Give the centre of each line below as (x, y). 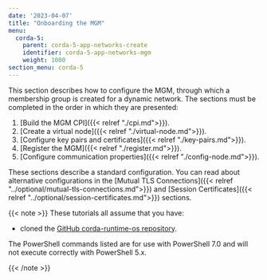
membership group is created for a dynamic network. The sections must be (132, 99)
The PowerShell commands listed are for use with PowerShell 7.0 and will (128, 243)
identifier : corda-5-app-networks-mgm (87, 53)
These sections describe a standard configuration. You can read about (124, 172)
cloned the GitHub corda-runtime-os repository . (98, 228)
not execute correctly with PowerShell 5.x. (78, 252)
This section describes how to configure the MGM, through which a (119, 90)
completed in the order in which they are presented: (94, 107)
